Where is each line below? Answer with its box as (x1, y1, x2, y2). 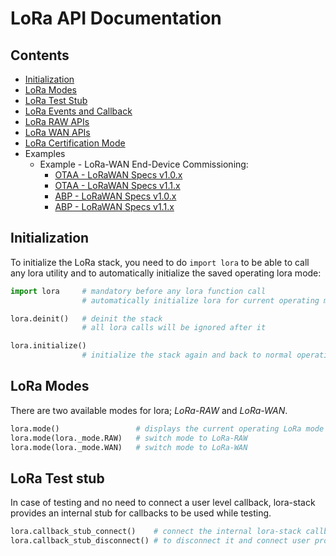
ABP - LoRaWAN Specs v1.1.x (54, 201, 175, 212)
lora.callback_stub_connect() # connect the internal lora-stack (10, 527, 302, 537)
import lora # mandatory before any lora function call (10, 286, 267, 296)
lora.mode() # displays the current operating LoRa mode (10, 423, 325, 434)
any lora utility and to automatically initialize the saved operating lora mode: (10, 267, 322, 279)
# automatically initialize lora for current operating (81, 295, 320, 306)
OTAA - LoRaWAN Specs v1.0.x (54, 169, 183, 181)
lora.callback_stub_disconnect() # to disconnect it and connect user (10, 536, 311, 546)
